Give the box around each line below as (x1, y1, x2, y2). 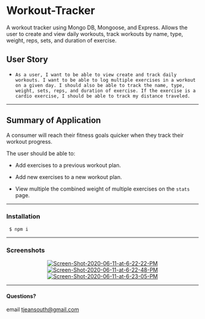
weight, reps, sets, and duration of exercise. (6, 37, 117, 44)
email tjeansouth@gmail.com (6, 306, 79, 314)
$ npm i (9, 226, 29, 232)
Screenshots (6, 246, 45, 254)
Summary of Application (6, 115, 101, 125)
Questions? (6, 292, 37, 300)
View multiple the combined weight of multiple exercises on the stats (15, 185, 190, 192)
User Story (6, 54, 48, 65)
